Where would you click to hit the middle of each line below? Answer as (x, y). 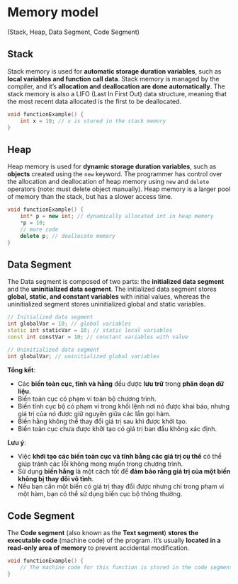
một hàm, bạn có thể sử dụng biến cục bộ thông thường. (100, 493)
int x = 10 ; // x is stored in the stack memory (93, 121)
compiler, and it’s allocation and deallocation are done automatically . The (116, 86)
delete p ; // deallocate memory (68, 236)
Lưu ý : (17, 442)
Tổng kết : (22, 370)
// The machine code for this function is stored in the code (114, 568)
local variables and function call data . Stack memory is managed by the (113, 79)
